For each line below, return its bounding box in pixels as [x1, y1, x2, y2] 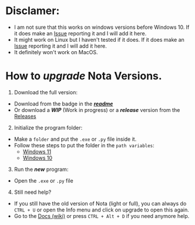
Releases [14, 113, 36, 120]
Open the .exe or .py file [14, 177, 74, 184]
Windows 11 [22, 148, 51, 155]
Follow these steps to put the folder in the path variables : [14, 141, 155, 148]
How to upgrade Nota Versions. [5, 70, 162, 83]
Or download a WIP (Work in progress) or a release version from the [14, 106, 180, 113]
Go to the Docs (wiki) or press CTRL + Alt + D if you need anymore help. [14, 212, 190, 219]
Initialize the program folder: [14, 124, 83, 131]
